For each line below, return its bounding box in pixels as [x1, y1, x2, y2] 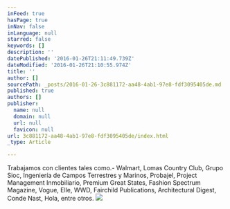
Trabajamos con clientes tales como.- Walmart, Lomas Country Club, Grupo [7, 164, 224, 172]
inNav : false [7, 23, 45, 30]
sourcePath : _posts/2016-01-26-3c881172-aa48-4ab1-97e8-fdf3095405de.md [7, 81, 222, 88]
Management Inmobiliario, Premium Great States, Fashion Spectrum [7, 179, 201, 187]
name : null [13, 107, 45, 113]
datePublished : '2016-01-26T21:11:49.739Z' [7, 55, 135, 62]
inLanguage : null [7, 29, 57, 37]
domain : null [13, 113, 51, 120]
